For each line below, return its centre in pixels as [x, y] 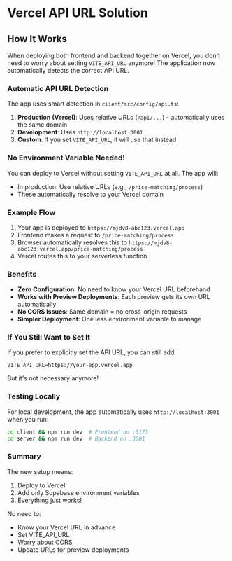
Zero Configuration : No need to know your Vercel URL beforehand [114, 289]
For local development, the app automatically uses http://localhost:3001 [114, 412]
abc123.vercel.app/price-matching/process [80, 249]
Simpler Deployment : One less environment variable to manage [109, 319]
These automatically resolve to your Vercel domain [90, 194]
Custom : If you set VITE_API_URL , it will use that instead [97, 140]
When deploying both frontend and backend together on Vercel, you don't [114, 55]
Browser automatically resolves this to [72, 242]
